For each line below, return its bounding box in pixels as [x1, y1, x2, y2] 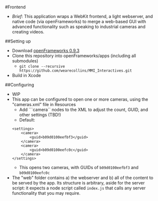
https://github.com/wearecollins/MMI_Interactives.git [19, 68, 132, 73]
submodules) [12, 58, 39, 63]
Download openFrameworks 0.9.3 [12, 48, 80, 53]
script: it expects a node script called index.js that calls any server [12, 185, 146, 191]
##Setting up [5, 38, 31, 44]
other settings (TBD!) [19, 112, 61, 118]
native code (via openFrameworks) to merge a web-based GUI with [12, 19, 146, 24]
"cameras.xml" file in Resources [12, 102, 76, 107]
